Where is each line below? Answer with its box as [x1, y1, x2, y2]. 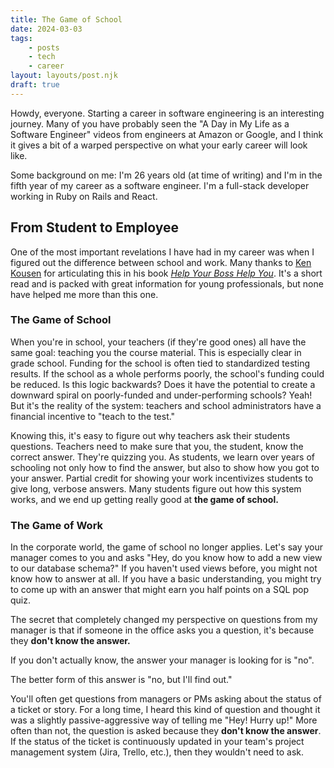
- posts [28, 42, 60, 53]
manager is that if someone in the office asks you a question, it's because [10, 624, 315, 636]
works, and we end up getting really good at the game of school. [10, 493, 279, 505]
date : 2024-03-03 [10, 24, 83, 34]
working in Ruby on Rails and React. [10, 190, 158, 202]
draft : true [10, 80, 60, 90]
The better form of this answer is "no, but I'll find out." [10, 674, 233, 686]
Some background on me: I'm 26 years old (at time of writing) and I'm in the [10, 169, 323, 181]
